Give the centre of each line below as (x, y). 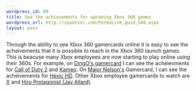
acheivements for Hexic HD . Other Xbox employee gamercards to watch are (98, 76)
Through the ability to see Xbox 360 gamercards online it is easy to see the (97, 45)
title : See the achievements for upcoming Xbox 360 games (79, 17)
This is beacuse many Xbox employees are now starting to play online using (98, 57)
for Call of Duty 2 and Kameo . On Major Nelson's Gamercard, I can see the (97, 70)
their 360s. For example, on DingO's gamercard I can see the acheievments (98, 63)
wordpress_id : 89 (27, 11)
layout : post (22, 28)
